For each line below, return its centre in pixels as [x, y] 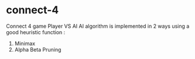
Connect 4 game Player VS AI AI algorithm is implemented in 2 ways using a [98, 26]
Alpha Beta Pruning [38, 49]
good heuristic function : [36, 32]
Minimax [25, 43]
